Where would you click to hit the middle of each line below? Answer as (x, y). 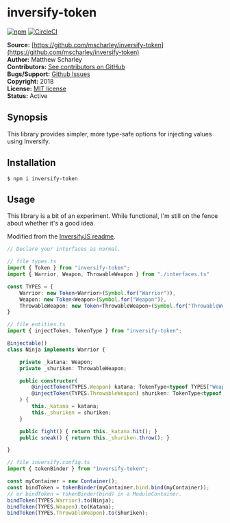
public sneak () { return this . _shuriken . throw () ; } (94, 438)
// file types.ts (32, 262)
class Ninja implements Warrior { (56, 350)
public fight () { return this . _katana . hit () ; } (88, 431)
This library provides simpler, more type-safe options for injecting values (110, 134)
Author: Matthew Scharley (44, 59)
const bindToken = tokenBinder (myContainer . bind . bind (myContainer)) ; (108, 487)
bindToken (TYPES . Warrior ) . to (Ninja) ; (61, 500)
